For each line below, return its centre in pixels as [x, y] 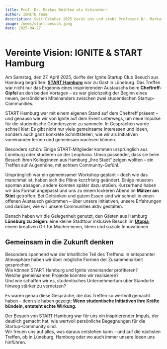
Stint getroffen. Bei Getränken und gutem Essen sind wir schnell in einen [80, 196]
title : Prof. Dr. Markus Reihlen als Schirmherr [56, 10]
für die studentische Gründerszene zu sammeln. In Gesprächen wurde [77, 124]
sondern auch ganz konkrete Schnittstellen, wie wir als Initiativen [72, 134]
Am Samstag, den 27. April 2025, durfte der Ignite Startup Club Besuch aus [82, 77]
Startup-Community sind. [31, 326]
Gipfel [12, 93]
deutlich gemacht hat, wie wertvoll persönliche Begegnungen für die [75, 321]
